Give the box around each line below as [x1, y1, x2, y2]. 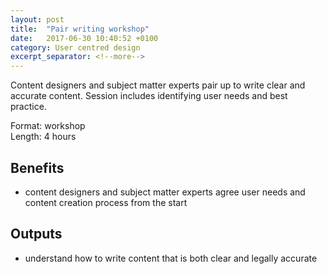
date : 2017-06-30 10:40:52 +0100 [10, 33, 159, 43]
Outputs [10, 226, 63, 243]
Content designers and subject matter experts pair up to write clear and [10, 79, 306, 91]
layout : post [10, 14, 65, 25]
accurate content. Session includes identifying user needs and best [10, 90, 288, 102]
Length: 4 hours [10, 131, 77, 143]
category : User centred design [10, 42, 141, 53]
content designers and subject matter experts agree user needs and [24, 186, 306, 198]
